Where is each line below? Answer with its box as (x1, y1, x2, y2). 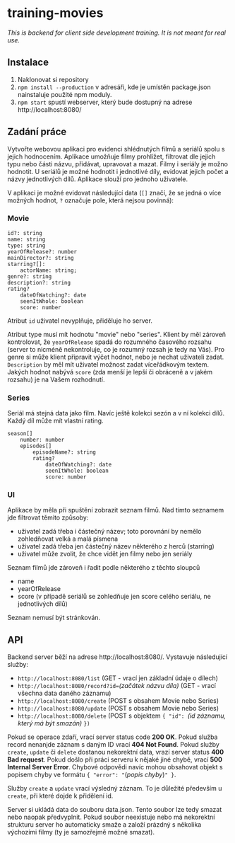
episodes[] (20, 442, 52, 450)
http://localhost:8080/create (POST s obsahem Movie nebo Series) (17, 696, 219, 705)
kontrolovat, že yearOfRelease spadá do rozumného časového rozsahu (7, 338, 212, 346)
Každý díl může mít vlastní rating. (7, 416, 104, 425)
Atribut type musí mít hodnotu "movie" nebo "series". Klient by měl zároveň (7, 330, 227, 338)
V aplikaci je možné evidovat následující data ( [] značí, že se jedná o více (7, 188, 222, 197)
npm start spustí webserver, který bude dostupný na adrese (17, 98, 193, 106)
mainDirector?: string (7, 254, 74, 261)
